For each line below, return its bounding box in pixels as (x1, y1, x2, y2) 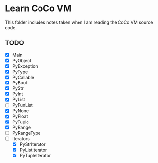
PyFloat (12, 113, 28, 119)
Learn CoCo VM (5, 3, 72, 14)
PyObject (12, 57, 31, 63)
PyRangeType (12, 130, 41, 136)
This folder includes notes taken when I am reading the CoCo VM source (5, 19, 153, 25)
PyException (12, 63, 38, 69)
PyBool (12, 80, 27, 86)
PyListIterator (19, 147, 47, 153)
